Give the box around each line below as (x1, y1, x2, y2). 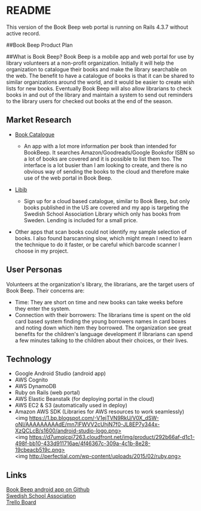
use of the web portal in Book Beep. (23, 174, 112, 182)
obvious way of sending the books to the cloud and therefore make (23, 168, 190, 175)
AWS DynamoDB (14, 383, 57, 390)
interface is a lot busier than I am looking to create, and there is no (23, 161, 187, 168)
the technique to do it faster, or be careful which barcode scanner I (14, 241, 181, 248)
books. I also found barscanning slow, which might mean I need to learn (14, 234, 193, 241)
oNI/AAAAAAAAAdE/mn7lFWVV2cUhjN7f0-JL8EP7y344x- (14, 421, 160, 428)
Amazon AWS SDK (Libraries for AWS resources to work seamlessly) (14, 408, 184, 415)
